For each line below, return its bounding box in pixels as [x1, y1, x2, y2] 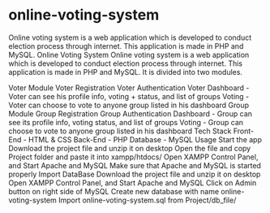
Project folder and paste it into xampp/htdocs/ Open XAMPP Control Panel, [8, 152, 259, 162]
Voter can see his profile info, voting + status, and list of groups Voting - [8, 91, 250, 101]
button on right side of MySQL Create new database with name [8, 186, 220, 196]
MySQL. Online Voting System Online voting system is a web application [8, 50, 250, 59]
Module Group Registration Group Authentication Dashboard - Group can [8, 108, 253, 119]
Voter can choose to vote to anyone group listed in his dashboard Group [8, 100, 250, 110]
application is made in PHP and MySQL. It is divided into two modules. [8, 67, 243, 76]
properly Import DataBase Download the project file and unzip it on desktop [8, 169, 261, 179]
